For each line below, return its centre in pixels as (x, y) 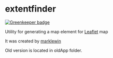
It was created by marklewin (33, 41)
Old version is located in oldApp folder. (44, 50)
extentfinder (31, 9)
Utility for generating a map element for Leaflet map (57, 31)
